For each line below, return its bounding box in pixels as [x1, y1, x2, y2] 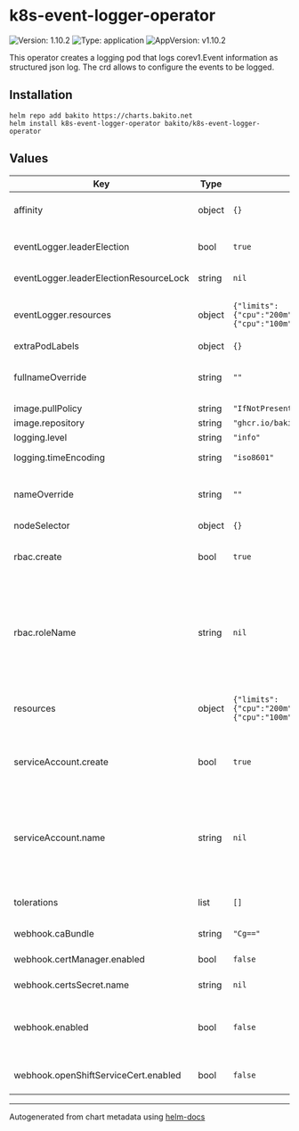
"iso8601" [232, 452, 274, 462]
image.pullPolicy [13, 402, 83, 415]
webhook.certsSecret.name [13, 978, 130, 991]
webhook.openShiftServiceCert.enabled [13, 1069, 182, 1081]
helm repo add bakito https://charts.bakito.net [9, 111, 193, 120]
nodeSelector [13, 519, 70, 532]
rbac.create [13, 550, 62, 563]
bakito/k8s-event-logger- [164, 119, 261, 128]
